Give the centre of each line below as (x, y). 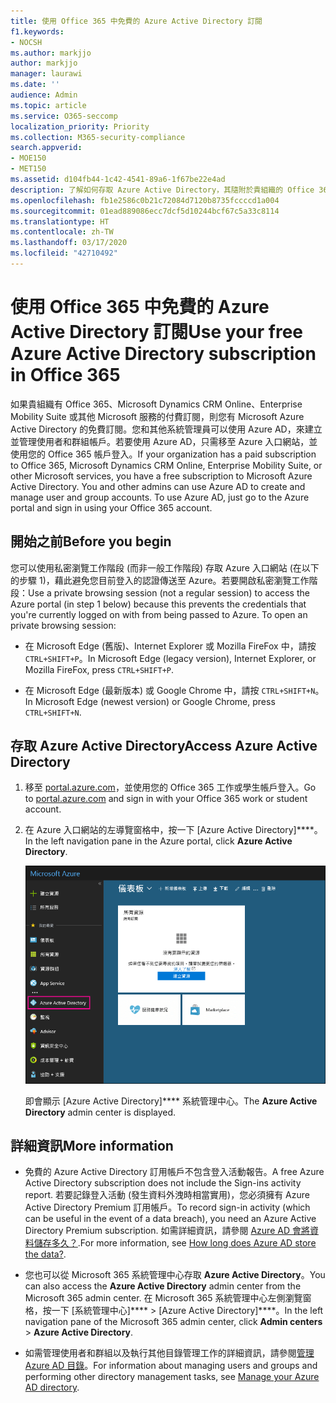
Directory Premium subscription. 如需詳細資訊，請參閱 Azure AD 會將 (167, 1231)
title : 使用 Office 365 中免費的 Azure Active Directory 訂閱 (136, 21)
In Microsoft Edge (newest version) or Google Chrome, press (150, 701)
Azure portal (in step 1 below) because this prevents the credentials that (158, 604)
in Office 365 (65, 375)
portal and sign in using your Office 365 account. (111, 507)
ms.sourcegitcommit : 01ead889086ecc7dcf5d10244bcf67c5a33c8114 (145, 211)
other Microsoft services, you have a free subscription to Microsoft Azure (161, 476)
